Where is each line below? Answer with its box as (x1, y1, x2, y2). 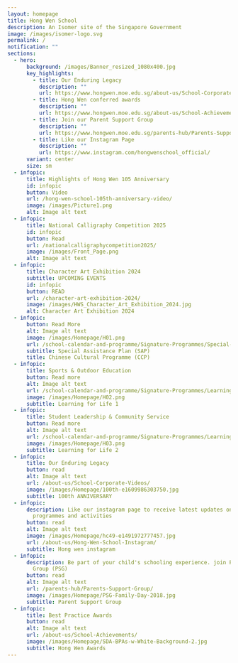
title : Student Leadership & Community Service (25, 414, 170, 421)
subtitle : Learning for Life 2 (25, 446, 119, 453)
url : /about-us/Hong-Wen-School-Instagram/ (25, 539, 157, 546)
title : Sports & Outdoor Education (25, 367, 132, 374)
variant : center (25, 156, 74, 163)
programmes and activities (33, 512, 113, 519)
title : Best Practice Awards (25, 612, 113, 619)
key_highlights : (25, 70, 74, 77)
